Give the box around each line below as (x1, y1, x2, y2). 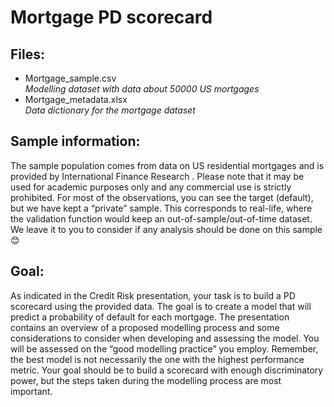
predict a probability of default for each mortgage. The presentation (10, 311, 290, 323)
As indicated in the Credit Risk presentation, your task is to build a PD (10, 289, 296, 301)
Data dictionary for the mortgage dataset (24, 104, 196, 116)
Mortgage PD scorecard (10, 6, 213, 29)
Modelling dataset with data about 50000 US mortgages (24, 83, 260, 95)
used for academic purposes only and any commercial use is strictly (10, 181, 292, 193)
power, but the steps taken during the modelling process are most (10, 374, 282, 386)
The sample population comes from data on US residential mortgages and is (10, 159, 325, 171)
